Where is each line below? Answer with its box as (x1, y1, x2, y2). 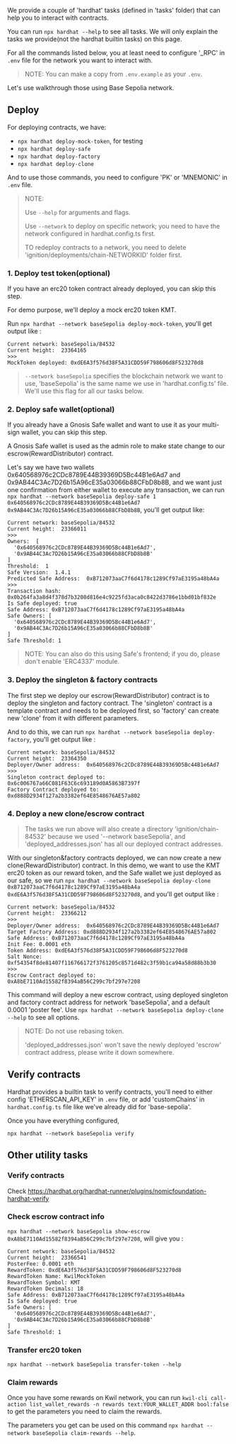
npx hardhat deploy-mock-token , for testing (17, 136, 143, 145)
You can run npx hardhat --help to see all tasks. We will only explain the (7, 28, 218, 35)
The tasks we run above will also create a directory (24, 825, 173, 833)
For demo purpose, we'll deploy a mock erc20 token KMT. (7, 306, 177, 314)
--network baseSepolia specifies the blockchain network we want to (24, 372, 224, 380)
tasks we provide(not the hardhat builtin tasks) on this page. (7, 35, 182, 43)
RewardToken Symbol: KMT (7, 1279, 81, 1286)
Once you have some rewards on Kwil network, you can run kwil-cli (7, 1394, 208, 1402)
